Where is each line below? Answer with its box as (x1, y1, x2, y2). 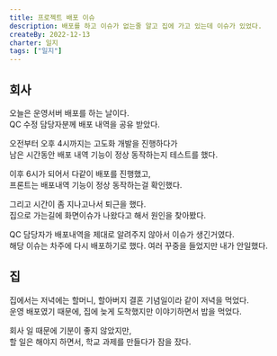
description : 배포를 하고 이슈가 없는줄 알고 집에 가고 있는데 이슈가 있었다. (9, 22, 263, 31)
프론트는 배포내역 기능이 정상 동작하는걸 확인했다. (9, 179, 183, 190)
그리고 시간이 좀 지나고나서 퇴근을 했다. (9, 199, 147, 209)
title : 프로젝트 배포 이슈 (9, 13, 95, 22)
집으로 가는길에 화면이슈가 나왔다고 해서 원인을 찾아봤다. (9, 209, 207, 220)
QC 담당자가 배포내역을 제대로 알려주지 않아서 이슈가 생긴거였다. (9, 228, 236, 239)
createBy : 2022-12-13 (9, 30, 91, 39)
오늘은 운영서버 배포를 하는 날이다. (9, 107, 130, 118)
